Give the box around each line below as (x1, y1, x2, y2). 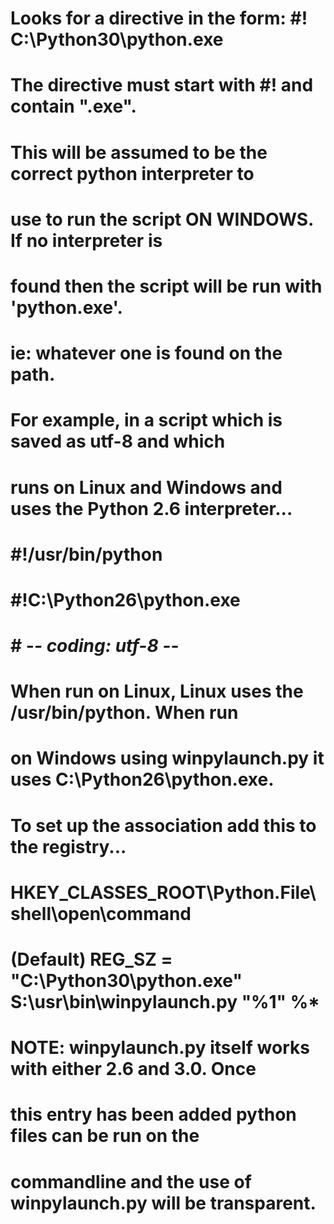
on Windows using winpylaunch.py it (10, 747, 325, 770)
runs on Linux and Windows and (10, 476, 283, 499)
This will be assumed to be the (10, 141, 268, 164)
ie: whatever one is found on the (10, 342, 283, 365)
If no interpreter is (10, 229, 163, 252)
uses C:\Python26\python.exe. (10, 768, 275, 791)
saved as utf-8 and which (10, 430, 226, 453)
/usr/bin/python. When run (10, 702, 239, 724)
